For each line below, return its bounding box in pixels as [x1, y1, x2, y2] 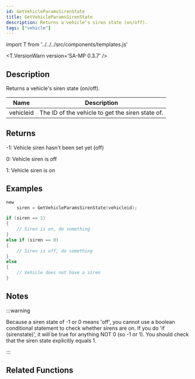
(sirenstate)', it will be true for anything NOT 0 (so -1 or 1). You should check [6, 330, 189, 337]
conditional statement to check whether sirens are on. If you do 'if [6, 325, 165, 332]
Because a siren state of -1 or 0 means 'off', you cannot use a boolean [6, 318, 176, 325]
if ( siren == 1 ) [6, 215, 46, 221]
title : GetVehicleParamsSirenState [6, 14, 93, 20]
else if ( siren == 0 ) [6, 237, 59, 243]
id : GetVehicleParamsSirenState [6, 8, 85, 15]
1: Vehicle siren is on [6, 166, 56, 173]
